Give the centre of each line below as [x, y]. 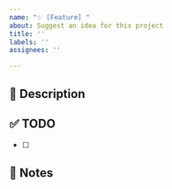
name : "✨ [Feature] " [49, 17]
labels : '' [29, 42]
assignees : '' [35, 50]
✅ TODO [32, 123]
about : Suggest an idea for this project [86, 26]
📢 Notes [31, 173]
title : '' [27, 34]
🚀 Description [47, 94]
